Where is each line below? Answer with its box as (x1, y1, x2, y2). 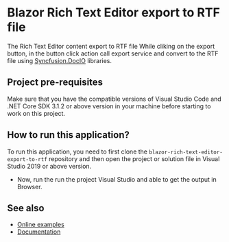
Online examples (16, 221, 65, 229)
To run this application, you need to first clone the (7, 147, 148, 156)
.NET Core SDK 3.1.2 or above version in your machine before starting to (7, 101, 211, 110)
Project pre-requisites (7, 77, 104, 88)
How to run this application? (7, 129, 130, 141)
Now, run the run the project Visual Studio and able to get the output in (16, 175, 217, 183)
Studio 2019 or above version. (7, 162, 92, 170)
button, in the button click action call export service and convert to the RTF (7, 49, 219, 58)
